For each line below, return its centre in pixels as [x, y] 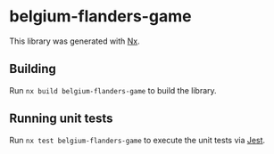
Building [33, 69]
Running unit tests [61, 119]
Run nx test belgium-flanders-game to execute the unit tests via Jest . [137, 140]
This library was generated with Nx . [75, 41]
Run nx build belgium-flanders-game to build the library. [113, 90]
